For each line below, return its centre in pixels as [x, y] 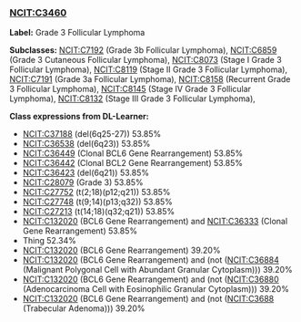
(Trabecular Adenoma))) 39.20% [84, 308]
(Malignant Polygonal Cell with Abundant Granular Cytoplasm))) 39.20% [157, 270]
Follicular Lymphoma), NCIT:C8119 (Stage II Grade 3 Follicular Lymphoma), [149, 69]
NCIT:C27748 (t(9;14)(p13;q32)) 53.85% [97, 202]
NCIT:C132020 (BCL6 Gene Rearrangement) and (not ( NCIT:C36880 [150, 279]
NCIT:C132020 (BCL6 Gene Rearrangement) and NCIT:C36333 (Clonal [155, 222]
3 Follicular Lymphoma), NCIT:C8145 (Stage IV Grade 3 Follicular [130, 89]
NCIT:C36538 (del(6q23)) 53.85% [86, 144]
